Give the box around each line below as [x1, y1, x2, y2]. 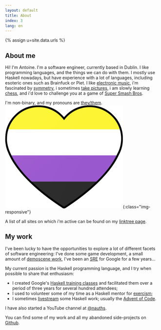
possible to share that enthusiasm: [5, 270, 74, 276]
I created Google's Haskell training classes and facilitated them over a [12, 280, 153, 286]
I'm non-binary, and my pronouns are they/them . [5, 100, 102, 106]
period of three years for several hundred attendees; [12, 285, 118, 291]
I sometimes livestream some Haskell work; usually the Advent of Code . [12, 295, 157, 301]
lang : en [5, 23, 23, 28]
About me [5, 51, 36, 60]
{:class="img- [122, 204, 151, 210]
